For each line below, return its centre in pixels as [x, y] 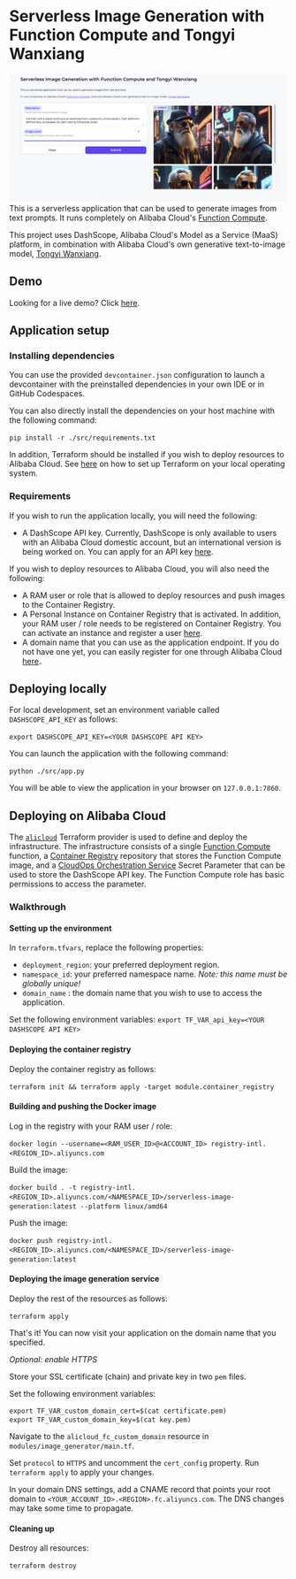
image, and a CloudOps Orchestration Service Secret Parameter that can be [147, 865]
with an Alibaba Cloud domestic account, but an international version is [152, 542]
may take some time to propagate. [72, 1508]
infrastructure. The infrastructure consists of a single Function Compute [140, 847]
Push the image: [39, 1223]
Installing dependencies [62, 356]
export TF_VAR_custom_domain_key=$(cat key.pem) [100, 1420]
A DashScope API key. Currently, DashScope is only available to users [149, 533]
